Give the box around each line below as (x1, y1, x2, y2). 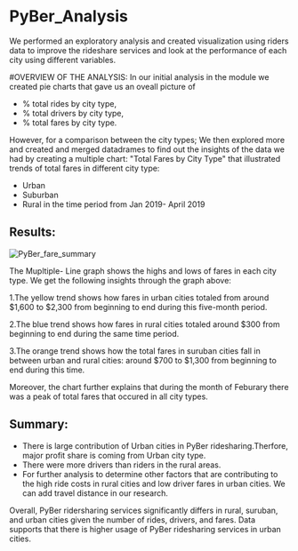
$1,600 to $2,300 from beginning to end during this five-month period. (9, 301, 268, 312)
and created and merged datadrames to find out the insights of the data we (9, 144, 285, 155)
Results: (9, 225, 56, 240)
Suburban (21, 189, 60, 200)
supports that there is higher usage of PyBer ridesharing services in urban (9, 523, 282, 534)
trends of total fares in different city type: (9, 163, 160, 173)
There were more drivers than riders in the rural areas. (21, 459, 221, 470)
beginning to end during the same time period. (9, 328, 180, 339)
